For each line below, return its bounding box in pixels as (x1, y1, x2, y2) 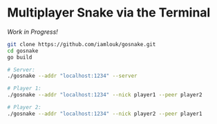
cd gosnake (7, 47, 39, 54)
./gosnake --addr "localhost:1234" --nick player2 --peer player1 (7, 110, 202, 117)
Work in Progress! (7, 28, 59, 36)
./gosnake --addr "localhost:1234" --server (7, 72, 138, 80)
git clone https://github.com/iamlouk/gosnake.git (7, 41, 156, 48)
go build (7, 54, 32, 61)
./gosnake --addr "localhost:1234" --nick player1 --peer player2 (7, 92, 202, 99)
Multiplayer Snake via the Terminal (7, 5, 211, 21)
